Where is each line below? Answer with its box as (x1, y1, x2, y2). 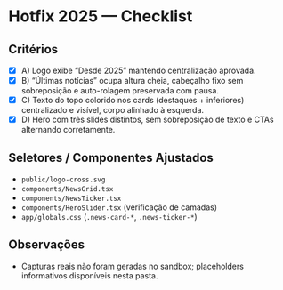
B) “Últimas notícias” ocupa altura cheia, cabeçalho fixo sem (20, 76, 244, 86)
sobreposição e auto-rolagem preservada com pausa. (20, 85, 220, 96)
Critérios (8, 42, 59, 57)
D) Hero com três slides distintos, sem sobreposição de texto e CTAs (20, 114, 274, 125)
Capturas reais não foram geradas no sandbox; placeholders (20, 261, 244, 271)
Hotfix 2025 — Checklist (8, 6, 193, 27)
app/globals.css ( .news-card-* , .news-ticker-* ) (20, 212, 198, 222)
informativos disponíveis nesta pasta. (20, 270, 158, 281)
